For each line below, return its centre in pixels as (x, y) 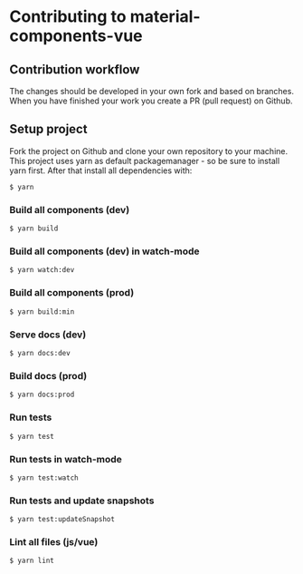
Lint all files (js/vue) (54, 542)
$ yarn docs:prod (42, 395)
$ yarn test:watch (44, 478)
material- (165, 17)
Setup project (48, 129)
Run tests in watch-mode (66, 459)
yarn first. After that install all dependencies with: (101, 170)
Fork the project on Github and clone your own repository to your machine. (149, 151)
